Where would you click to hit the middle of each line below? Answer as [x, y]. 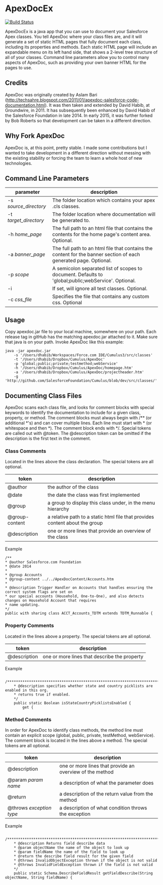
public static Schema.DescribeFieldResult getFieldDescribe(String [83, 873]
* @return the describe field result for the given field [73, 856]
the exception [75, 814]
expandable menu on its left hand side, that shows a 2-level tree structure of [81, 52]
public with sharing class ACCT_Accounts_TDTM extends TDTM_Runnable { [79, 613]
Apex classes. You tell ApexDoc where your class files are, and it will [73, 37]
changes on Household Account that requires [51, 601]
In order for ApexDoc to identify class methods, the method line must [74, 730]
